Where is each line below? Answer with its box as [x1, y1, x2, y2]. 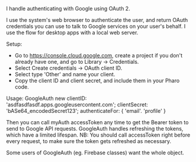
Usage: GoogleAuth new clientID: [6, 95, 87, 102]
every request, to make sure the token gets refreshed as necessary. [6, 138, 172, 144]
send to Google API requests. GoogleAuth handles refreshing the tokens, [6, 125, 184, 132]
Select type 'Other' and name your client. [14, 71, 115, 77]
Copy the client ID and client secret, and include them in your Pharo [14, 77, 180, 84]
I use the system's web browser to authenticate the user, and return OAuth [6, 17, 188, 23]
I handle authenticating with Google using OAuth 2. [6, 5, 130, 12]
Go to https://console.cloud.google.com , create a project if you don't [14, 52, 183, 59]
